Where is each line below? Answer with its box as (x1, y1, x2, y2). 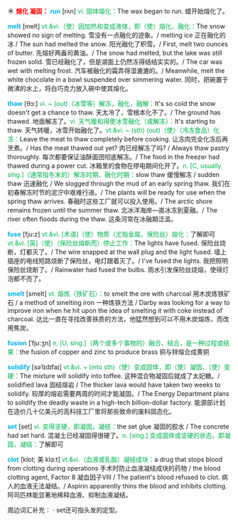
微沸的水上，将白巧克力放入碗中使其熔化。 (7, 85, 132, 92)
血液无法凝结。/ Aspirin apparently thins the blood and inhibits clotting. (19, 482, 227, 490)
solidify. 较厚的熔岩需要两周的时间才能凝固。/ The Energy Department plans (7, 390, 229, 397)
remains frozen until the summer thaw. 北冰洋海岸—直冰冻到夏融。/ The (7, 206, 218, 214)
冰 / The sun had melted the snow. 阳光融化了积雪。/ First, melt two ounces (7, 40, 229, 48)
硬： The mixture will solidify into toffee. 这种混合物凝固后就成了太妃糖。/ (7, 372, 220, 380)
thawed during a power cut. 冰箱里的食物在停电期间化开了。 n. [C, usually (7, 161, 222, 170)
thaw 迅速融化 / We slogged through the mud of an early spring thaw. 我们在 (7, 179, 231, 188)
